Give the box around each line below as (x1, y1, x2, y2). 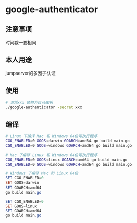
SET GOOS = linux (5, 204, 37, 209)
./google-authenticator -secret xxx (5, 105, 82, 110)
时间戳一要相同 (5, 40, 36, 45)
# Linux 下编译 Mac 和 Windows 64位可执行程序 (5, 134, 98, 139)
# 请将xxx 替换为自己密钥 (5, 100, 53, 105)
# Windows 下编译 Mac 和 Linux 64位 (5, 171, 79, 176)
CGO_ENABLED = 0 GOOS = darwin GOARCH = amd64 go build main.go (5, 138, 130, 144)
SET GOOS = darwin (5, 180, 39, 185)
